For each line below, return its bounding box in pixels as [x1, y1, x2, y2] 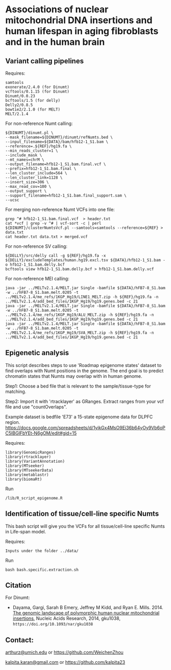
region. [5, 419, 20, 425]
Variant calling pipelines [5, 56, 84, 65]
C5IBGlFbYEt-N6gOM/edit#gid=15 [5, 430, 77, 436]
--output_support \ [5, 188, 47, 193]
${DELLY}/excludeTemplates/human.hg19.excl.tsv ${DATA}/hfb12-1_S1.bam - [5, 257, 166, 263]
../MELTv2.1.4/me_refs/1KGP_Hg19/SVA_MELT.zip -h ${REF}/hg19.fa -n [5, 330, 154, 335]
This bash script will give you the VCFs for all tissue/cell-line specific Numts [5, 523, 165, 529]
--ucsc [5, 198, 19, 203]
